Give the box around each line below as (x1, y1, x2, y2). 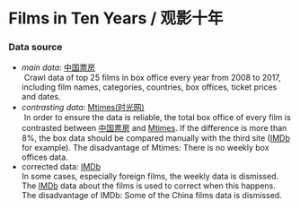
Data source (8, 41, 63, 54)
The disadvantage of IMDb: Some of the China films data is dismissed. (21, 190, 282, 201)
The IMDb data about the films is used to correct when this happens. (21, 180, 276, 191)
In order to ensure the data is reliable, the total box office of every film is (23, 112, 291, 123)
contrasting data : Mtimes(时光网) (21, 102, 145, 113)
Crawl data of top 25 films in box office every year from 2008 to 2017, (23, 73, 282, 83)
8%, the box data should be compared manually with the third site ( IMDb (21, 133, 291, 144)
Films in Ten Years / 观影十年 (8, 8, 224, 29)
